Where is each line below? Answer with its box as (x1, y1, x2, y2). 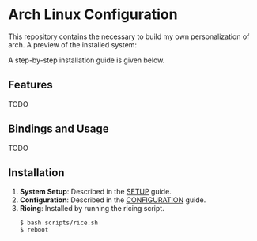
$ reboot (19, 226, 49, 234)
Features (8, 78, 53, 92)
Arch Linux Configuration (8, 6, 178, 24)
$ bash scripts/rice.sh (19, 219, 99, 227)
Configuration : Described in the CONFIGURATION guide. (19, 195, 206, 205)
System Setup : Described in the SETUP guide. (19, 187, 172, 197)
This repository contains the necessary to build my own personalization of (8, 32, 250, 41)
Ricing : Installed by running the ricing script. (19, 204, 164, 213)
